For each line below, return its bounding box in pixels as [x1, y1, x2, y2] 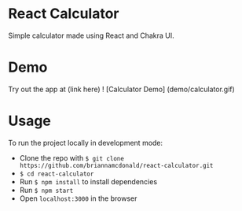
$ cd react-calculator [19, 170, 94, 178]
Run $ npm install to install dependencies [19, 176, 158, 186]
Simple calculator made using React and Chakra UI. [8, 31, 174, 40]
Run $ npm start [19, 185, 74, 194]
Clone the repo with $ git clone [19, 153, 124, 162]
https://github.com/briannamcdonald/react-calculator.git [19, 161, 214, 169]
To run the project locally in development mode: [8, 138, 163, 147]
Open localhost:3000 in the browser [19, 194, 137, 203]
